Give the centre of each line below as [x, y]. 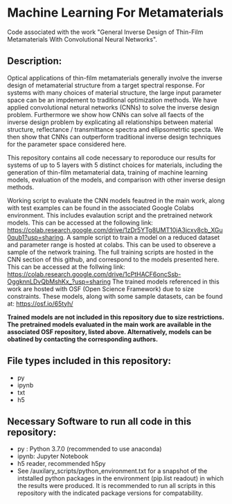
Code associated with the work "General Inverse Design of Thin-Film [105, 32]
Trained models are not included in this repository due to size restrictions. [116, 317]
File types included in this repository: [89, 361]
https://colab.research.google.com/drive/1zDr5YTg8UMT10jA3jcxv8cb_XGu [115, 229]
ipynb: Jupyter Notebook [53, 456]
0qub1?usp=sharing [35, 237]
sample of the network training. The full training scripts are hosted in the [110, 252]
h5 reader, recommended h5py [61, 464]
